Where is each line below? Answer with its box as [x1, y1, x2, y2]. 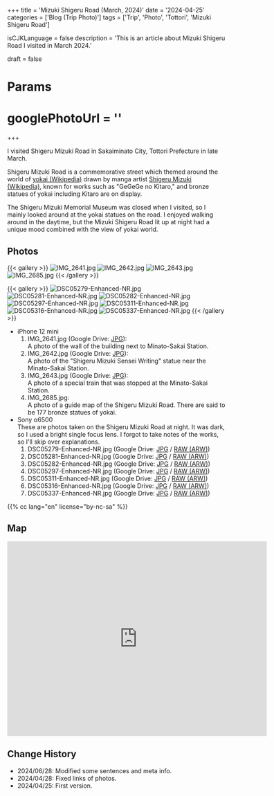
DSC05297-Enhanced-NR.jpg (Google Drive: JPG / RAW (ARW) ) [27, 467, 210, 475]
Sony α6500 [17, 415, 53, 424]
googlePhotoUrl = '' [7, 111, 122, 127]
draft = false [7, 55, 42, 63]
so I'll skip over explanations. [17, 437, 100, 446]
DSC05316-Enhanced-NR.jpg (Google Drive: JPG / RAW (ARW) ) [27, 481, 210, 490]
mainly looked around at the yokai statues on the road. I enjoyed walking [7, 210, 214, 219]
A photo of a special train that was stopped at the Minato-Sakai [27, 379, 208, 387]
